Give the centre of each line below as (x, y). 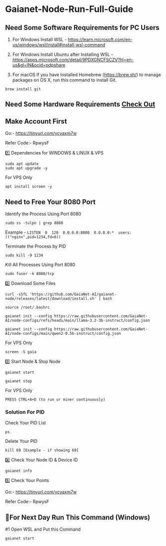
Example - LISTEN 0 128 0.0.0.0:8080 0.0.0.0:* (60, 232)
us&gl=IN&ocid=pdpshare (39, 65)
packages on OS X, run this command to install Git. (64, 80)
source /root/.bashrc (28, 307)
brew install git (23, 89)
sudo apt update (22, 164)
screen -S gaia (21, 352)
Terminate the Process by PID (36, 246)
